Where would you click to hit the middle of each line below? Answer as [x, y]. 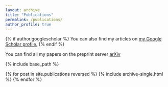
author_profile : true [28, 24]
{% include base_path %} [32, 64]
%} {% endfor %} [24, 79]
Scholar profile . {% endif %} [35, 45]
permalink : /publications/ [34, 19]
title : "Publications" [29, 15]
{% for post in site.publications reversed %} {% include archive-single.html [84, 74]
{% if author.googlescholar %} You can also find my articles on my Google [83, 39]
